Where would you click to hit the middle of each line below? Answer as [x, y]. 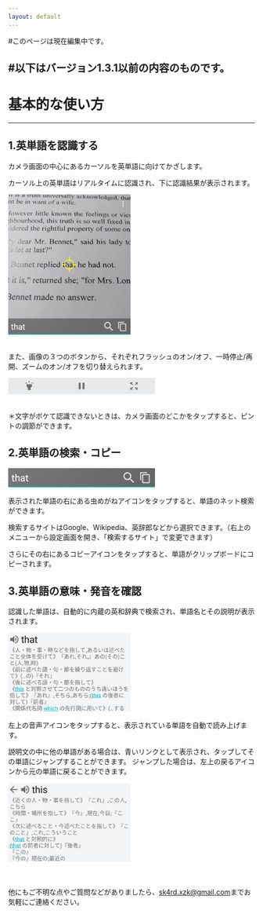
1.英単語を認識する [54, 146]
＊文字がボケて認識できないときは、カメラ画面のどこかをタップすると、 [124, 415]
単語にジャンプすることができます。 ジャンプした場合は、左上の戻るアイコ [135, 762]
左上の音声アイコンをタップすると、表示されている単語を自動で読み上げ [124, 726]
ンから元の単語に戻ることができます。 [70, 771]
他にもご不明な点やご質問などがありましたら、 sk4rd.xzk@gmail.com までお [130, 892]
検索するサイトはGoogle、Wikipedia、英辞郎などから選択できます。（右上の [130, 528]
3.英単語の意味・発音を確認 [75, 591]
